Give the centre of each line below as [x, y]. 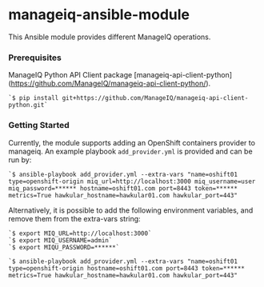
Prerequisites [35, 58]
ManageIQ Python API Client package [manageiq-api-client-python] [120, 75]
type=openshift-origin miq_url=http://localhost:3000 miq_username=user [132, 181]
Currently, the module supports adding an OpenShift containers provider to [132, 142]
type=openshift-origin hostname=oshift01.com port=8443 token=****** [127, 268]
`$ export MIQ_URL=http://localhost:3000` [80, 233]
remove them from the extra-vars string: [75, 218]
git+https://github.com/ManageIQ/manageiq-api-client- [155, 98]
